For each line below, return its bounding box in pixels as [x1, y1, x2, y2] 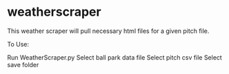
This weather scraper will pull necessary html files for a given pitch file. [7, 27, 210, 35]
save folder [7, 60, 39, 69]
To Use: [7, 40, 30, 48]
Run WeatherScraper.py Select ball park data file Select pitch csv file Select [7, 53, 222, 62]
